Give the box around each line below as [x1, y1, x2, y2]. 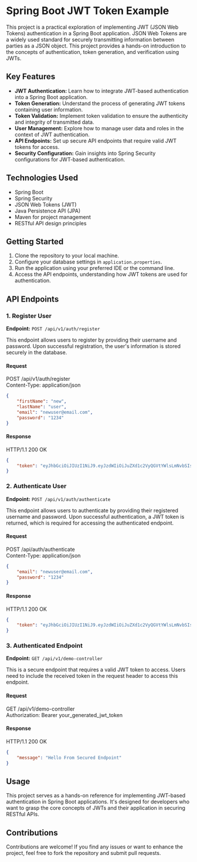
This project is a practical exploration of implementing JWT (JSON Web [6, 23, 179, 31]
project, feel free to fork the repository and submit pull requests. [6, 850, 161, 857]
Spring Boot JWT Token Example [6, 4, 169, 18]
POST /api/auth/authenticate [6, 546, 75, 553]
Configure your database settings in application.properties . [14, 258, 162, 265]
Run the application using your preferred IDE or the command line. [14, 265, 175, 272]
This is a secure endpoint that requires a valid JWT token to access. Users [6, 666, 186, 673]
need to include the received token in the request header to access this [6, 672, 178, 680]
